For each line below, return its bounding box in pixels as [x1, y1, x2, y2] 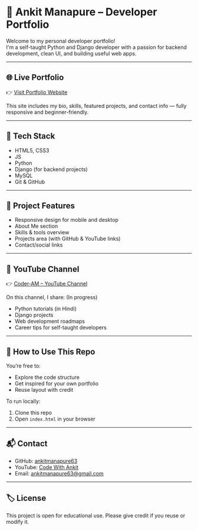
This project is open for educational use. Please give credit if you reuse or [6, 512, 186, 519]
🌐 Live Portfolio [6, 73, 64, 83]
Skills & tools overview [14, 229, 70, 236]
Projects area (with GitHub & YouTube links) [14, 235, 121, 242]
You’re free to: [6, 362, 41, 369]
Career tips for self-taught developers [14, 324, 107, 331]
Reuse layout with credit [14, 386, 74, 393]
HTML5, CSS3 [14, 147, 49, 154]
